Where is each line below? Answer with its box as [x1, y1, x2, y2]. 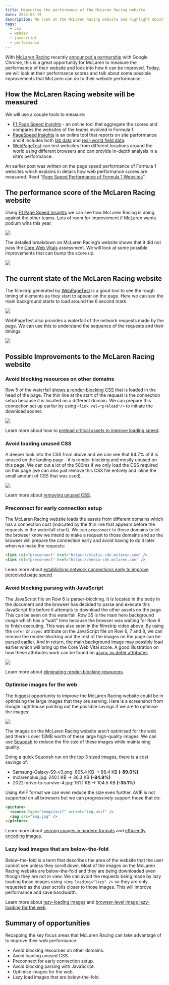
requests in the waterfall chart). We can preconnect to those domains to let [5, 527, 160, 533]
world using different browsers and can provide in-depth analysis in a [12, 148, 157, 154]
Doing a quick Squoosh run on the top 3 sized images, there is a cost [5, 754, 149, 760]
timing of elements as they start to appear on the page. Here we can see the [5, 293, 164, 299]
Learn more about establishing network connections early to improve [5, 567, 149, 573]
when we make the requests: [5, 543, 66, 549]
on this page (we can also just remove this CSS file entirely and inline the [5, 467, 156, 474]
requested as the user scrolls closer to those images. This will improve [5, 884, 152, 890]
